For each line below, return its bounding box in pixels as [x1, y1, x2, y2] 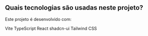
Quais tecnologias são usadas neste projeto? [5, 4, 144, 12]
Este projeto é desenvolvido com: [5, 16, 72, 22]
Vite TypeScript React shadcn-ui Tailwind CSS [5, 26, 97, 31]
